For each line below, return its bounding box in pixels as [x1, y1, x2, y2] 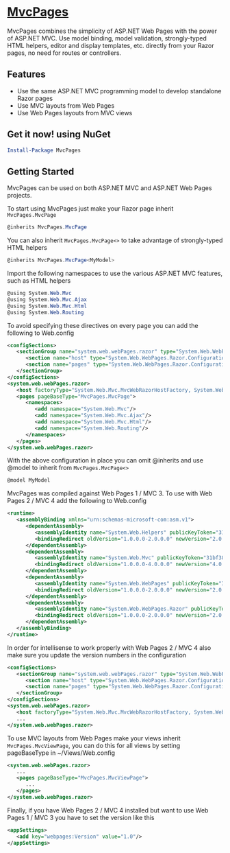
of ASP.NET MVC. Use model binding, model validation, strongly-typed [7, 34, 207, 42]
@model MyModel [7, 477, 51, 484]
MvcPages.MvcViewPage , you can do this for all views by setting [7, 741, 181, 749]
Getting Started [7, 165, 75, 177]
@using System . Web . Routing [7, 309, 84, 316]
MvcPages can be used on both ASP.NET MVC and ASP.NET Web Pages [7, 184, 212, 192]
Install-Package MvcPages [7, 147, 81, 154]
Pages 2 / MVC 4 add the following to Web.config [7, 497, 147, 505]
